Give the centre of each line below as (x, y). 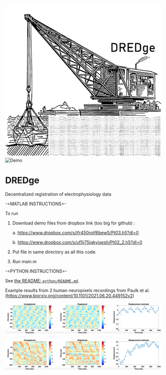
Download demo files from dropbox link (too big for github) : (74, 223)
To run (12, 213)
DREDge (22, 181)
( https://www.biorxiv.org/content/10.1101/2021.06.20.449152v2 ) (70, 296)
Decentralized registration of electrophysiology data (58, 194)
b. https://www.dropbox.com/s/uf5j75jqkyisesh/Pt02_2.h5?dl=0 (77, 242)
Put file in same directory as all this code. (54, 252)
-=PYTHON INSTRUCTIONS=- (36, 271)
